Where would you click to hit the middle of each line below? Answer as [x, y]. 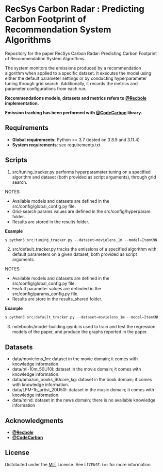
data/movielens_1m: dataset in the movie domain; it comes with [75, 359]
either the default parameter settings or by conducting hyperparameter [76, 78]
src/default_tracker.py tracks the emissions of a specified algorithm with [84, 249]
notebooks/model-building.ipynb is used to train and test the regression [84, 327]
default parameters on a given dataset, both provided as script [74, 254]
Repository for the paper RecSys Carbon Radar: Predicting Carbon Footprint [81, 53]
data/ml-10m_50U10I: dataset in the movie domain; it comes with [77, 369]
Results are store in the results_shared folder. [57, 299]
